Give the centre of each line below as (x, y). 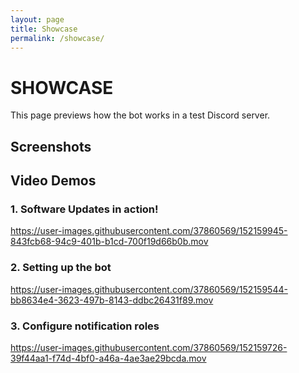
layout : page (37, 19)
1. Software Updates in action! (84, 209)
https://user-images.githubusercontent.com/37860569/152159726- (149, 347)
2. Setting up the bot (61, 268)
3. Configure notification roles (85, 326)
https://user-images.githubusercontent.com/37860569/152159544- (149, 289)
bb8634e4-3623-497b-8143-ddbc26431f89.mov (112, 300)
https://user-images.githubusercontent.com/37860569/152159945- (149, 231)
